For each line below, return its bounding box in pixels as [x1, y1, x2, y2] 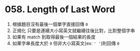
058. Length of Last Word [5, 4, 115, 15]
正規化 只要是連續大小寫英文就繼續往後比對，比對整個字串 [12, 27, 135, 34]
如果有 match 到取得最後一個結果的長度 [12, 34, 96, 40]
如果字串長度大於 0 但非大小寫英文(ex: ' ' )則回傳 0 [12, 40, 120, 46]
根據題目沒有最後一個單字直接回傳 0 [12, 21, 88, 27]
